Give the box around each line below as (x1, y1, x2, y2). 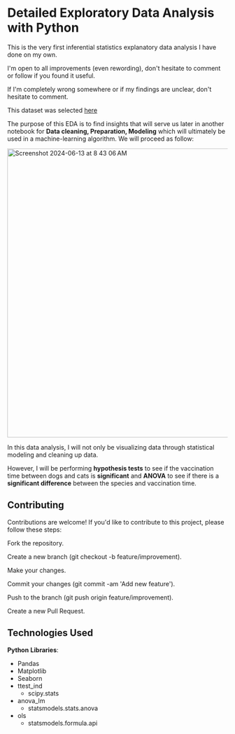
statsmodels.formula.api (27, 719, 98, 727)
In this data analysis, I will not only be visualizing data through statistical (7, 443, 215, 451)
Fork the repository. (7, 539, 64, 547)
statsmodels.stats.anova (27, 704, 99, 712)
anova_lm (17, 696, 45, 705)
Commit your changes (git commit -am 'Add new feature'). (7, 579, 176, 588)
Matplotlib (17, 667, 47, 675)
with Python (7, 20, 79, 36)
